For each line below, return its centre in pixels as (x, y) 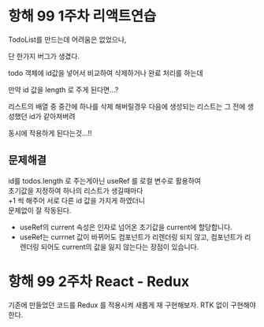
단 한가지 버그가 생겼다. (44, 56)
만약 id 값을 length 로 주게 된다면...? (63, 89)
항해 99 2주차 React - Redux (99, 281)
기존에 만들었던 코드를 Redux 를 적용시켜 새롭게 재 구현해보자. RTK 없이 (119, 305)
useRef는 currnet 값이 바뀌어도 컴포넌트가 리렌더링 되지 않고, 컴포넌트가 (131, 236)
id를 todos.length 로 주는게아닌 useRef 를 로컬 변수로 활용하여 (104, 180)
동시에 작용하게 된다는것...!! (50, 133)
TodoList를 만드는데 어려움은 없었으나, (67, 39)
